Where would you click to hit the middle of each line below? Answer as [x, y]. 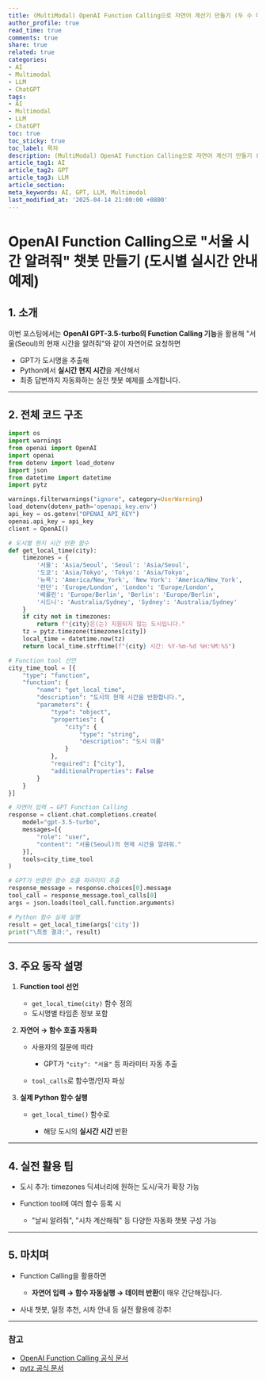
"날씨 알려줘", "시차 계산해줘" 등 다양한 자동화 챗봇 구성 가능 [124, 1221]
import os [25, 434]
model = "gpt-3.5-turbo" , [62, 822]
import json [28, 470]
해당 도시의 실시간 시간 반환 [85, 1131]
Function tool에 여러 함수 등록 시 [70, 1204]
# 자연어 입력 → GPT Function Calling [68, 808]
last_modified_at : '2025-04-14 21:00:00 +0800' [88, 200]
